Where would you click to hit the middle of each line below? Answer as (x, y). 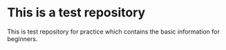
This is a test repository (76, 13)
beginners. (22, 38)
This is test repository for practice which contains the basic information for (113, 32)
